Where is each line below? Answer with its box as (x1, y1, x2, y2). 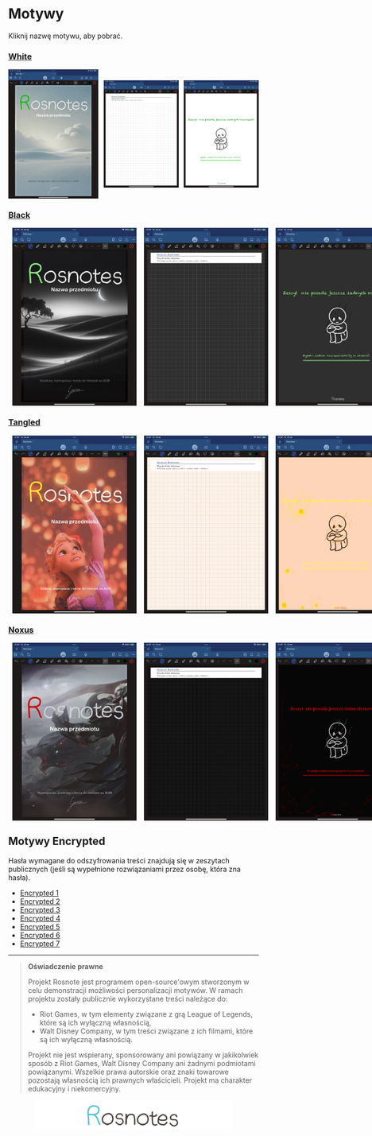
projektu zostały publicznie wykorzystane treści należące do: (27, 994, 228, 1003)
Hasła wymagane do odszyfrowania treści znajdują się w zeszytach (8, 855, 231, 865)
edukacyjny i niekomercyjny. (27, 1084, 121, 1093)
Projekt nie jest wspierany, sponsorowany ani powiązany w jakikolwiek (27, 1050, 259, 1060)
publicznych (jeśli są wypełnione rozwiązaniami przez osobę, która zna (8, 864, 241, 874)
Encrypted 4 (19, 913, 61, 923)
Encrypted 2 (19, 896, 61, 906)
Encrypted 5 (19, 921, 60, 931)
